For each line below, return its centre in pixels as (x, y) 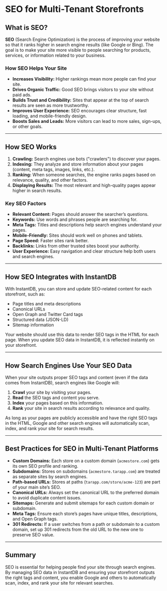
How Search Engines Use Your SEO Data (69, 365)
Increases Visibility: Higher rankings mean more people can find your (84, 79)
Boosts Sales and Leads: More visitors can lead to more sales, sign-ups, (87, 121)
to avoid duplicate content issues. (47, 497)
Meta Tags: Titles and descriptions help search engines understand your (87, 225)
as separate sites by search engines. (50, 477)
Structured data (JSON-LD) (40, 320)
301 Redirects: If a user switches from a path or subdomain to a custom (86, 524)
